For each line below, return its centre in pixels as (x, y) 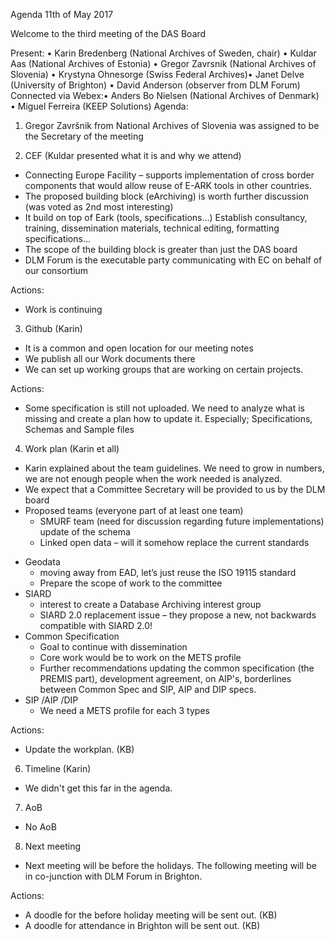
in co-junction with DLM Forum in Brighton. (113, 876)
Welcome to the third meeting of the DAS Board (108, 33)
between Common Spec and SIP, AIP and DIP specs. (148, 689)
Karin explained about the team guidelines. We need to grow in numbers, (174, 468)
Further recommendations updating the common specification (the (177, 668)
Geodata (42, 562)
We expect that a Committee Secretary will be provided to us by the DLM (175, 489)
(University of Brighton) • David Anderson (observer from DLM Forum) (155, 85)
